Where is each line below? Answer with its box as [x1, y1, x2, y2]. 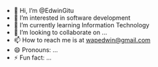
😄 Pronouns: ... [13, 46, 59, 54]
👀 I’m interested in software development [13, 14, 131, 22]
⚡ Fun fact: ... [13, 53, 52, 62]
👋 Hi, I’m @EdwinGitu [13, 7, 75, 14]
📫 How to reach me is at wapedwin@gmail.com [13, 36, 150, 44]
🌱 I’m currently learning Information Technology [13, 21, 150, 29]
